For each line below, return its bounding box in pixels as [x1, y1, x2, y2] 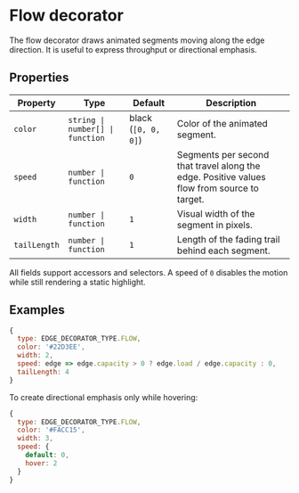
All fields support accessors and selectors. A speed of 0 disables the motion [9, 267, 288, 277]
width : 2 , [17, 351, 53, 360]
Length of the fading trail [176, 233, 280, 245]
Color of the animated [176, 117, 269, 129]
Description [206, 96, 257, 109]
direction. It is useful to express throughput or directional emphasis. [9, 44, 258, 54]
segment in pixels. [176, 218, 254, 231]
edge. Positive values [176, 170, 266, 183]
